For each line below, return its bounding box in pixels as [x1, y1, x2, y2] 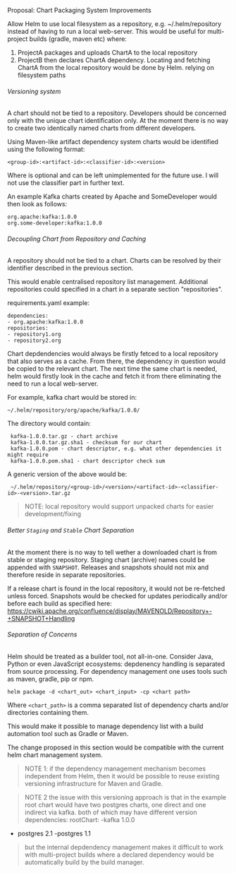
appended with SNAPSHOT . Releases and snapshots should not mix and [7, 563, 209, 571]
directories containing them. [7, 708, 89, 716]
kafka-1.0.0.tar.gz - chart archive [10, 433, 118, 440]
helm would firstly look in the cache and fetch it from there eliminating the [7, 372, 222, 381]
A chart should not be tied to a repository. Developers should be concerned [7, 109, 227, 117]
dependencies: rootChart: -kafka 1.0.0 [24, 815, 135, 824]
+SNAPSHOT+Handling [7, 614, 75, 622]
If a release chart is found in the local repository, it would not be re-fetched [7, 584, 225, 593]
